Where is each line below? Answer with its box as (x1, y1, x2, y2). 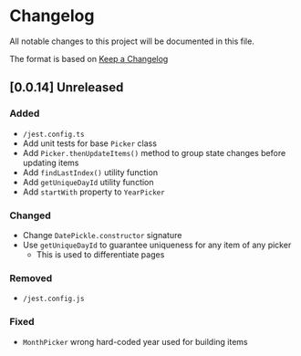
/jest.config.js (22, 294, 85, 304)
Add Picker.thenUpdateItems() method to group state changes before (22, 147, 286, 158)
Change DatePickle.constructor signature (22, 229, 182, 240)
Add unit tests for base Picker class (22, 138, 158, 149)
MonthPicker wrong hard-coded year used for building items (22, 336, 248, 347)
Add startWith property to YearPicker (22, 186, 166, 197)
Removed (9, 271, 53, 284)
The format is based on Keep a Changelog (9, 53, 169, 64)
